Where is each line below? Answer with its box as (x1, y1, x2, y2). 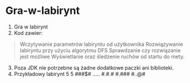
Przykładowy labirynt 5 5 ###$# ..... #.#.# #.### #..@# (13, 70, 146, 77)
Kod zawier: (13, 29, 43, 36)
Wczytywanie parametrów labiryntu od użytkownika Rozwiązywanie (19, 41, 184, 48)
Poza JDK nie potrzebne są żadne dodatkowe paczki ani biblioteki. (13, 64, 174, 71)
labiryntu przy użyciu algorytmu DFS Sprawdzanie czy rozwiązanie (19, 46, 181, 53)
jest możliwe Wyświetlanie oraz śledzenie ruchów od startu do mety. (19, 53, 185, 60)
